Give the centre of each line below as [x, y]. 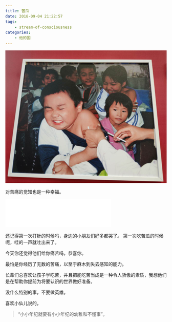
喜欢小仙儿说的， [23, 303]
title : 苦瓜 [17, 11]
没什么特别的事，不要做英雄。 [37, 292]
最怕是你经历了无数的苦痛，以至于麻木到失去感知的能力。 [66, 264]
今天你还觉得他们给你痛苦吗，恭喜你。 [46, 253]
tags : [11, 22]
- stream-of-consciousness [43, 27]
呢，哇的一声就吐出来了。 [32, 242]
